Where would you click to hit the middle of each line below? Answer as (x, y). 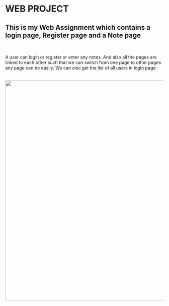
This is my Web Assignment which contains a (78, 27)
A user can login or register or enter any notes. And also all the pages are (81, 57)
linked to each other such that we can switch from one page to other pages (83, 63)
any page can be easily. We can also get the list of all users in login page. (81, 68)
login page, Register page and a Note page (73, 35)
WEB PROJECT (37, 9)
